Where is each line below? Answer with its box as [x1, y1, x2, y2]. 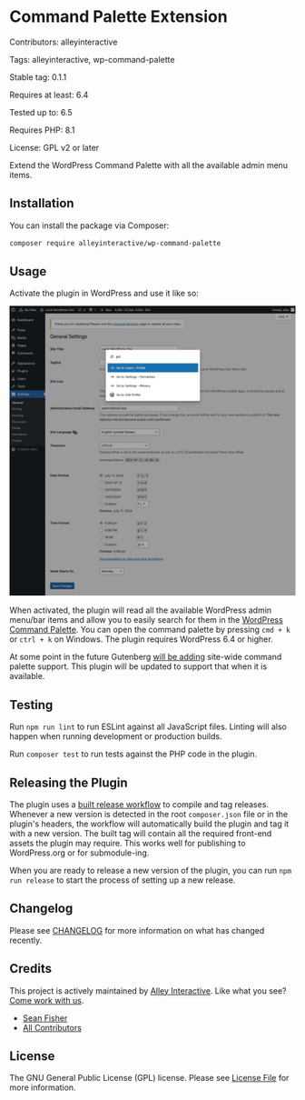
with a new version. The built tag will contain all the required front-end [9, 828, 272, 839]
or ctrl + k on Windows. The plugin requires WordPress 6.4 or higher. [9, 634, 274, 645]
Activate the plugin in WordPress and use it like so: [9, 288, 200, 299]
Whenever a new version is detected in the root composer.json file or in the [9, 809, 289, 820]
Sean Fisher [22, 1012, 68, 1024]
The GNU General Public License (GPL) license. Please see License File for [9, 1073, 290, 1084]
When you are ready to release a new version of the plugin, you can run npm [9, 865, 292, 876]
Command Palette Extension [9, 6, 229, 27]
